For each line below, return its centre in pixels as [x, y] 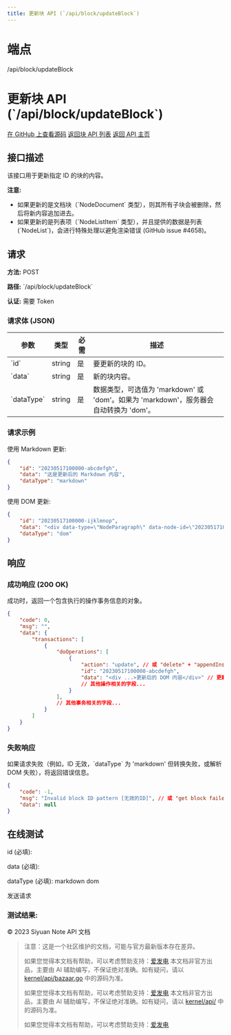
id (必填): [20, 852]
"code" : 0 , [35, 620]
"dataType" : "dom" [46, 533]
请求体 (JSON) [31, 321]
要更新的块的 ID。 [122, 364]
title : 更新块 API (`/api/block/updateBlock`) [73, 13]
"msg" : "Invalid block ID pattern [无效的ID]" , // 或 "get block [113, 798]
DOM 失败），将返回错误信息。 [50, 772]
